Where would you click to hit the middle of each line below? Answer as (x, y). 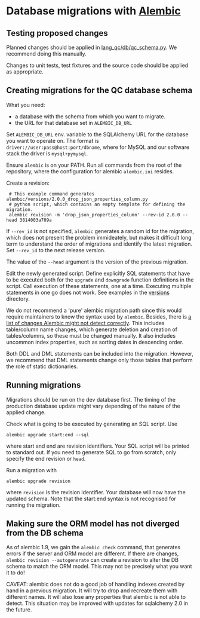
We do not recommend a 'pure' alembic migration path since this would (94, 310)
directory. (18, 299)
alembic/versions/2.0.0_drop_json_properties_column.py (77, 199)
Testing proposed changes (57, 33)
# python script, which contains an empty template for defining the (97, 204)
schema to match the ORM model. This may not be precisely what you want (99, 567)
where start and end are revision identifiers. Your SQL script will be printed (98, 446)
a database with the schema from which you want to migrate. (90, 116)
